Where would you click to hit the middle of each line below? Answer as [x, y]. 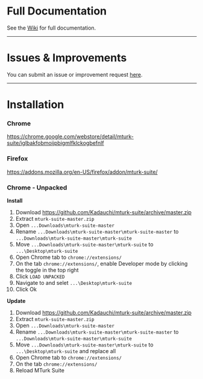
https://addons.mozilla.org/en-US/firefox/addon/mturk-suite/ [83, 172]
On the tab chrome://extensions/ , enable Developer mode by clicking [101, 263]
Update [16, 301]
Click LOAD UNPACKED [40, 276]
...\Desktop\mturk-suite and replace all [66, 351]
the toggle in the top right [47, 270]
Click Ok [26, 289]
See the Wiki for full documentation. [52, 28]
